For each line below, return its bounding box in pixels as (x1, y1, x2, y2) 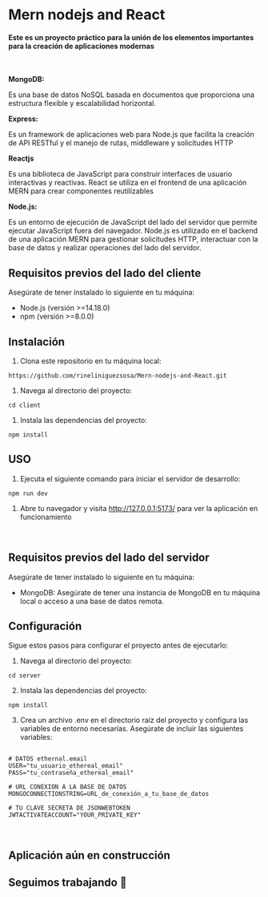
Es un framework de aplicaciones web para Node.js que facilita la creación (8, 130, 254, 140)
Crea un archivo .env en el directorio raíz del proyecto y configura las (19, 716, 249, 725)
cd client (8, 401, 42, 410)
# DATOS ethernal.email (8, 755, 88, 763)
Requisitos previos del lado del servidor (8, 551, 210, 565)
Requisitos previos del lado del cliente (8, 266, 202, 280)
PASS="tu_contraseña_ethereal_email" (8, 769, 134, 777)
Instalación (8, 335, 66, 348)
